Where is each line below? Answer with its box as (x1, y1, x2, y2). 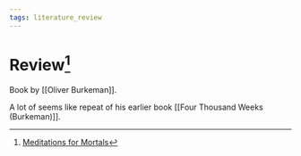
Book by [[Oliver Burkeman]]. (9, 84, 117, 94)
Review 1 (9, 51, 71, 76)
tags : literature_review (9, 12, 102, 22)
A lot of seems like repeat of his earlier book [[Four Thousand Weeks (9, 102, 264, 112)
